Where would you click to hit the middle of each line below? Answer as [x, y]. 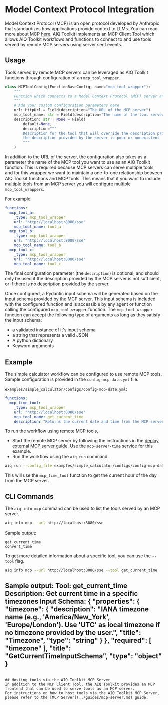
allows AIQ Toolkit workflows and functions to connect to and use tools [78, 39]
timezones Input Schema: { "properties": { [72, 601]
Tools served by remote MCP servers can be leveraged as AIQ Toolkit [77, 72]
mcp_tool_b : [22, 231]
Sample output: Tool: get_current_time [66, 586]
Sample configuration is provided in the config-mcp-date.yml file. [72, 379]
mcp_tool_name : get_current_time [49, 417]
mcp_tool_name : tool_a [38, 227]
